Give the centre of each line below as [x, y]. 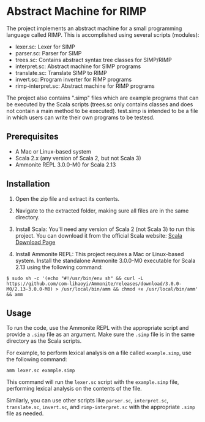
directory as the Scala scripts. [44, 341]
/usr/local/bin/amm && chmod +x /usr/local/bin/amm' [130, 289]
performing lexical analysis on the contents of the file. [74, 389]
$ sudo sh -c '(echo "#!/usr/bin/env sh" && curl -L [75, 278]
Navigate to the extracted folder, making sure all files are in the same [102, 211]
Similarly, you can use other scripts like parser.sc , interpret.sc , [88, 401]
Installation [28, 184]
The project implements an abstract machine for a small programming [94, 28]
